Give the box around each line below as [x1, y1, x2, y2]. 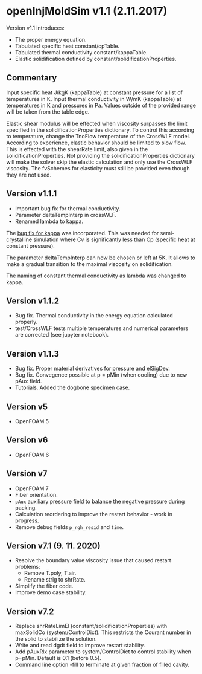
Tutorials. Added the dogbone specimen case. [14, 384, 130, 391]
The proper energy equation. [14, 36, 87, 43]
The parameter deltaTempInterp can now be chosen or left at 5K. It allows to [6, 254, 196, 261]
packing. [14, 504, 37, 511]
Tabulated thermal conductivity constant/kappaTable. [14, 48, 148, 56]
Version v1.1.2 [6, 296, 59, 306]
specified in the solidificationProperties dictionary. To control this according [6, 126, 195, 134]
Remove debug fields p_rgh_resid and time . [14, 523, 124, 530]
